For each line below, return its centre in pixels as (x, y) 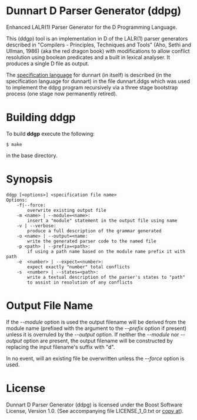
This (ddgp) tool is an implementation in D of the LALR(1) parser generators (97, 38)
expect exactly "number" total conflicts (79, 267)
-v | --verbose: (37, 226)
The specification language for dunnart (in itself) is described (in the (89, 75)
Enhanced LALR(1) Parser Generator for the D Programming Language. (92, 27)
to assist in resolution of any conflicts (80, 282)
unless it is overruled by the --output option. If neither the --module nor (93, 334)
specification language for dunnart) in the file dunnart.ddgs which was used (98, 81)
